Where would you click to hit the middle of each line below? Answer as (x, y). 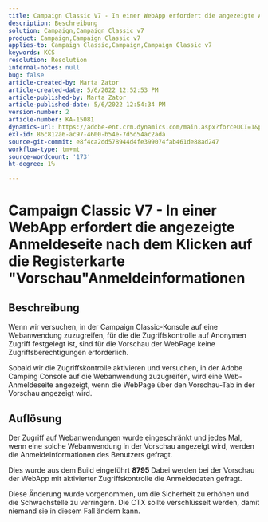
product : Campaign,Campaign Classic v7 (75, 38)
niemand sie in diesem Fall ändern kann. (75, 511)
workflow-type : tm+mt (44, 149)
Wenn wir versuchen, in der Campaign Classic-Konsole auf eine (113, 327)
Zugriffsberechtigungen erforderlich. (69, 353)
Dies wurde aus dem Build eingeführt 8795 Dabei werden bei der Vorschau (132, 470)
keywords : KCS (32, 53)
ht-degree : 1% (32, 164)
